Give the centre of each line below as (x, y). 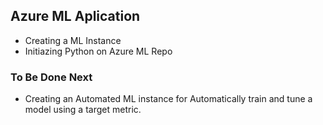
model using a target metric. (83, 110)
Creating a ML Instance (73, 40)
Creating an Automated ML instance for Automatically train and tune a (168, 99)
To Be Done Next (51, 77)
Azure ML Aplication (75, 16)
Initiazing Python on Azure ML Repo (98, 51)
